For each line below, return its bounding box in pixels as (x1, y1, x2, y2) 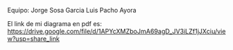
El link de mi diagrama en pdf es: (7, 20, 102, 27)
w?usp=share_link (7, 35, 60, 43)
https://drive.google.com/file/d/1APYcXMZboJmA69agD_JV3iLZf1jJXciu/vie (7, 27, 227, 35)
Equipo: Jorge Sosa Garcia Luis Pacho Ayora (7, 6, 137, 14)
